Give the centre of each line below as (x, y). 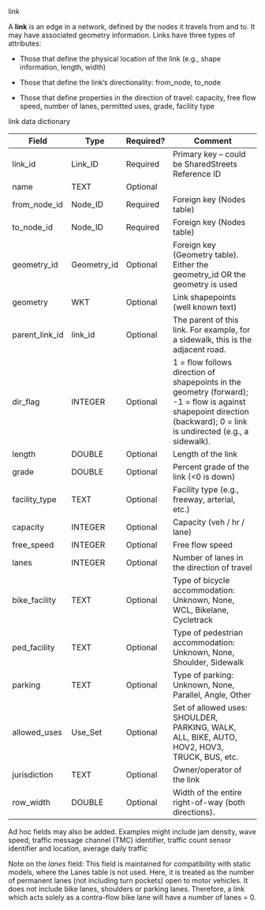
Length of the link (205, 454)
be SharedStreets (205, 164)
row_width (32, 802)
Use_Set (87, 732)
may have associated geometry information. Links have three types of (121, 35)
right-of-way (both (209, 802)
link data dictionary (39, 121)
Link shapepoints (204, 297)
